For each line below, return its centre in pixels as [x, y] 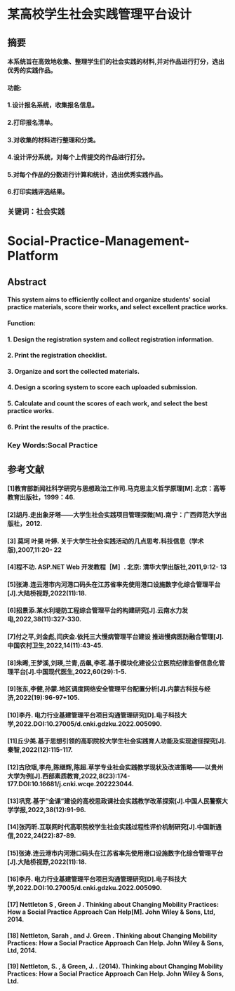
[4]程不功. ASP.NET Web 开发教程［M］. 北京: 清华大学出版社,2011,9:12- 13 [117, 567]
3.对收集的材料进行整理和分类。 [53, 140]
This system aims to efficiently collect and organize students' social [109, 299]
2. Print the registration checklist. [57, 356]
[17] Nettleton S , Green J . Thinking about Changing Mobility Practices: [113, 904]
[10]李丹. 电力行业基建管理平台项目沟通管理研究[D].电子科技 [94, 715]
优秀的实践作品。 [32, 70]
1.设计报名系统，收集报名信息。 [53, 105]
